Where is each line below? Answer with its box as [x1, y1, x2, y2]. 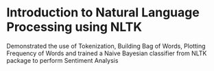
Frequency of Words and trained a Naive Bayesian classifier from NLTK [6, 49, 207, 57]
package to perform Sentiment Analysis [6, 56, 119, 64]
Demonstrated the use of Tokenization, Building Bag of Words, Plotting [6, 42, 206, 50]
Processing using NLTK [6, 19, 142, 35]
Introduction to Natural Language [6, 5, 200, 20]
